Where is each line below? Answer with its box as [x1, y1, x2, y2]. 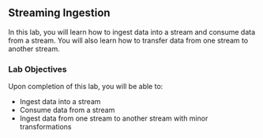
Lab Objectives [8, 63, 67, 74]
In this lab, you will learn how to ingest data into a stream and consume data [8, 27, 256, 36]
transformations [19, 122, 72, 132]
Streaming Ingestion [8, 6, 111, 20]
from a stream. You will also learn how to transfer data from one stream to [8, 35, 249, 45]
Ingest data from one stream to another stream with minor [19, 114, 209, 123]
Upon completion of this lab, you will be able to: [8, 82, 163, 91]
